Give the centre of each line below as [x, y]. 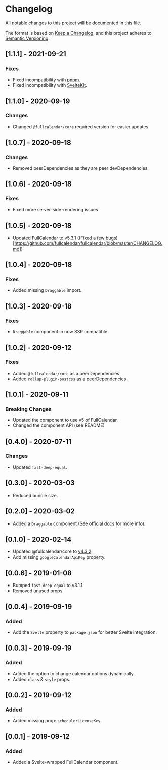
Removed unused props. [38, 591]
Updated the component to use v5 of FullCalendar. [65, 420]
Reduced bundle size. [35, 495]
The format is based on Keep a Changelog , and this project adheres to [78, 33]
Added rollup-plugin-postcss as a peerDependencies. [70, 379]
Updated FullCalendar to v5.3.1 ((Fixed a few [58, 238]
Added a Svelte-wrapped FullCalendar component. [66, 762]
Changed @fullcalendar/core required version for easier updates [80, 127]
